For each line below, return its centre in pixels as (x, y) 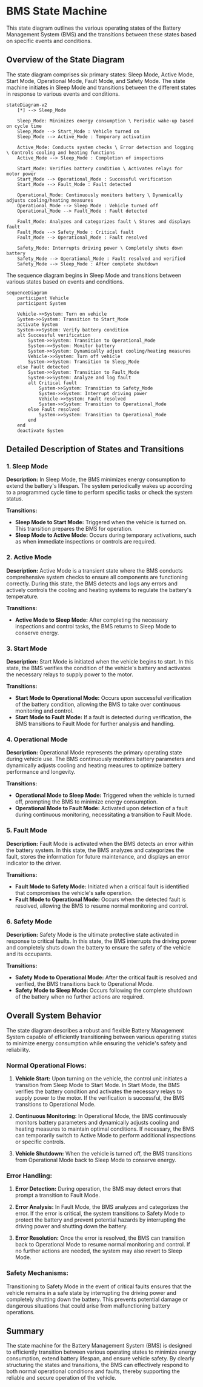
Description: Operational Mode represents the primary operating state (94, 753)
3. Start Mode (27, 648)
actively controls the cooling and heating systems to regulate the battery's (99, 590)
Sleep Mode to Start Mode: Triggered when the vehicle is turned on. (101, 522)
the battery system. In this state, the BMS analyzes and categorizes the (95, 850)
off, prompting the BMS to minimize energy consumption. (86, 802)
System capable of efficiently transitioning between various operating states (101, 1037)
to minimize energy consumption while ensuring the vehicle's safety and (97, 1043)
